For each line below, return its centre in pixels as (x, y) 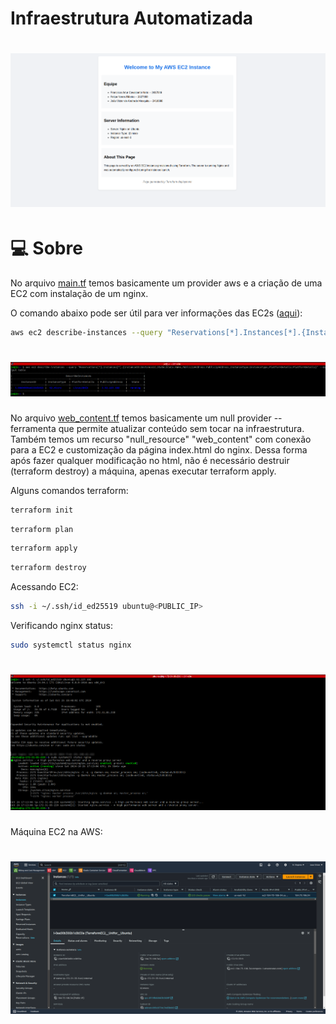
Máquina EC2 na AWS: (56, 831)
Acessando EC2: (44, 587)
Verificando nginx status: (61, 626)
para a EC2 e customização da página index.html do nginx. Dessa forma (159, 449)
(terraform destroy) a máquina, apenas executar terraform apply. (143, 471)
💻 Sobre (46, 248)
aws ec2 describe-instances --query (86, 332)
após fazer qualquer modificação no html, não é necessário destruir (150, 460)
